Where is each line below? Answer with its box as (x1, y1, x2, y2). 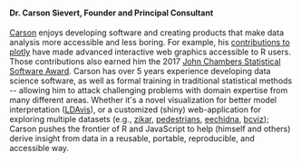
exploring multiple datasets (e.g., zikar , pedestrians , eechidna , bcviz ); (9, 114, 269, 125)
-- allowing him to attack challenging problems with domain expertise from (9, 85, 288, 96)
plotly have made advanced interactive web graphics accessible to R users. (9, 46, 292, 58)
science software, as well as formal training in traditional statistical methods (9, 75, 293, 86)
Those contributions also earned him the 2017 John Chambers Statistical (9, 56, 281, 67)
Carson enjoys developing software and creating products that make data (9, 27, 284, 38)
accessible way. (9, 143, 70, 154)
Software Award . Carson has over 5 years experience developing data (9, 66, 271, 77)
